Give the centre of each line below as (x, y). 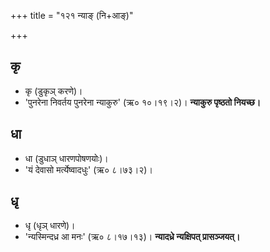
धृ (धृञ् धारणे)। (50, 226)
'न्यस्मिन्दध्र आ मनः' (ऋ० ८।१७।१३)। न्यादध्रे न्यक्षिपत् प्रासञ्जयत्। (132, 237)
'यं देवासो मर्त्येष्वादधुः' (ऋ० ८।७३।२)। (88, 169)
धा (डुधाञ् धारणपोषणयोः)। (66, 158)
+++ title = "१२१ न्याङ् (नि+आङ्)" (72, 15)
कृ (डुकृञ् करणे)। (53, 91)
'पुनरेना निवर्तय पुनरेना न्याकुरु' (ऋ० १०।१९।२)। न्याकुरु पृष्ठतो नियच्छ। (143, 102)
